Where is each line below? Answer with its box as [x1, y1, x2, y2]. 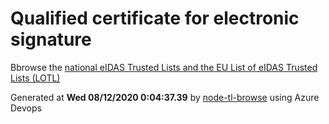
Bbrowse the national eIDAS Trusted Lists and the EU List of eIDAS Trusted [10, 61, 318, 73]
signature [10, 28, 92, 51]
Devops [10, 102, 42, 114]
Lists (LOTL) [10, 72, 61, 84]
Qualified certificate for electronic [10, 7, 300, 30]
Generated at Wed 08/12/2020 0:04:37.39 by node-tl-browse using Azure [10, 91, 320, 103]
